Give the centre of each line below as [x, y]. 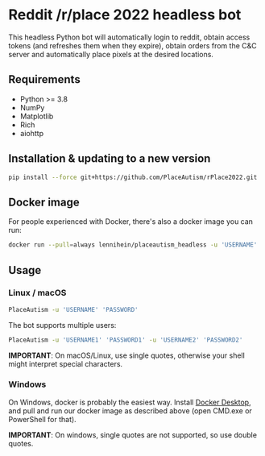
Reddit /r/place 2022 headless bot [125, 15]
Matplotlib [37, 116]
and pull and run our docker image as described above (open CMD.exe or [130, 410]
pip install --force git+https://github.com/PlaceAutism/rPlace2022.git [133, 177]
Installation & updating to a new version [110, 159]
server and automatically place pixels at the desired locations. [111, 54]
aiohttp [32, 133]
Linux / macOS [37, 293]
